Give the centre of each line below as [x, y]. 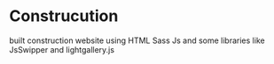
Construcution [64, 16]
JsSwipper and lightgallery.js [62, 49]
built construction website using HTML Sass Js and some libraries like [137, 40]
